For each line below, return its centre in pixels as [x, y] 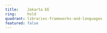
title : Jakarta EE [27, 9]
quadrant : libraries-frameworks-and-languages [54, 18]
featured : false [22, 23]
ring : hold [21, 14]
